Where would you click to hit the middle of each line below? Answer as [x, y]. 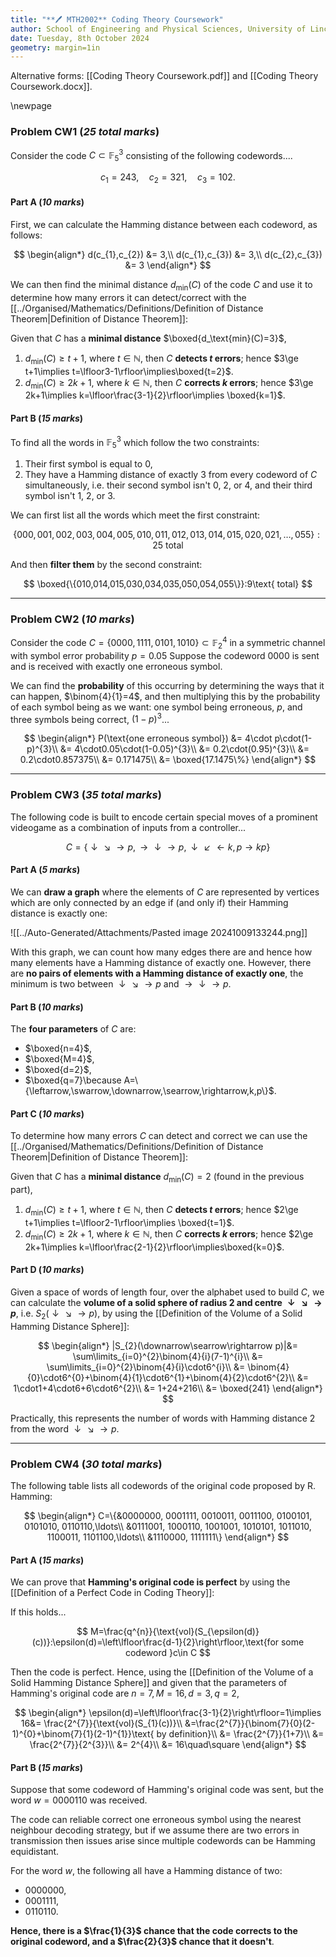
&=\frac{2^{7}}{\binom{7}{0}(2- [250, 1723]
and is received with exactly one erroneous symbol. [116, 666]
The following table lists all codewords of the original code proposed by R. [163, 1486]
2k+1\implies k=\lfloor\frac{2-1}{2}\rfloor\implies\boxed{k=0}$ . [154, 1247]
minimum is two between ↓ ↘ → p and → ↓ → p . [121, 983]
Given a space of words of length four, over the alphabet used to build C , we [167, 1292]
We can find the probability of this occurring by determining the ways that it [167, 685]
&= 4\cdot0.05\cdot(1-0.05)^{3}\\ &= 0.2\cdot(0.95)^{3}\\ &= [184, 749]
